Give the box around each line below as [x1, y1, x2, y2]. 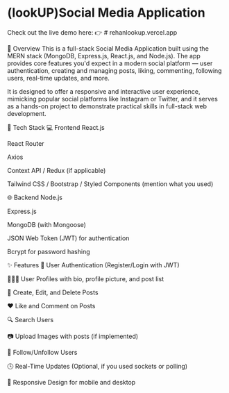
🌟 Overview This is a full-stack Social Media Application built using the [7, 44, 210, 53]
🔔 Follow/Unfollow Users [7, 348, 78, 356]
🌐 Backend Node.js [7, 193, 62, 201]
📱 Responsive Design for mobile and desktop [7, 378, 136, 386]
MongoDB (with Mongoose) [7, 220, 87, 228]
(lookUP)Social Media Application [7, 5, 206, 21]
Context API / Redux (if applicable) [7, 166, 106, 174]
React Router [7, 139, 44, 147]
